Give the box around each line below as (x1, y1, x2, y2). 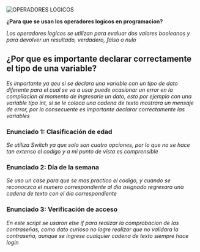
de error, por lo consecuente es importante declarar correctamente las (6, 105, 185, 113)
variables (6, 112, 31, 119)
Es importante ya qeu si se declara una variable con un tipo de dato (6, 80, 179, 87)
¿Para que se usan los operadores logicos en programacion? (6, 18, 163, 25)
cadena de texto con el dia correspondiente (6, 190, 117, 198)
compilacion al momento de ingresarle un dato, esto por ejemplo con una (6, 92, 192, 100)
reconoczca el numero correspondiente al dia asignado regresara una (6, 183, 184, 191)
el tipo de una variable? (6, 64, 97, 74)
